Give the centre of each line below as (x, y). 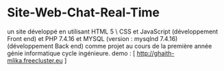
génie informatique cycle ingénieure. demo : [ (71, 53)
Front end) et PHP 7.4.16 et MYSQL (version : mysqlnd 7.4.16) (92, 38)
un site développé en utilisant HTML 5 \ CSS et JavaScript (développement (113, 31)
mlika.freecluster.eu (35, 60)
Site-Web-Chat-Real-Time (83, 13)
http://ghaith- (155, 53)
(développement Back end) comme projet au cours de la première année (110, 46)
